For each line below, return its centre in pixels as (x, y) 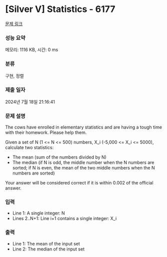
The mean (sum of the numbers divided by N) (59, 157)
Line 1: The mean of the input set (46, 243)
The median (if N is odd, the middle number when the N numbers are (83, 162)
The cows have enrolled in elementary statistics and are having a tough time (84, 127)
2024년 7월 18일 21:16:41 (30, 101)
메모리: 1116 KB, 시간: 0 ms (32, 50)
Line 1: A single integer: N (38, 213)
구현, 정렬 (14, 75)
